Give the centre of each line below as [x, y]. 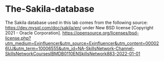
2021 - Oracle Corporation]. [33, 33]
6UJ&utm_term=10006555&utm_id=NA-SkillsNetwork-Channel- [70, 48]
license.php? [18, 38]
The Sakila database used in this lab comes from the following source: [77, 22]
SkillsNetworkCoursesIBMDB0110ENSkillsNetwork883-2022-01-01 [73, 53]
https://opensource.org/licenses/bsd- [101, 33]
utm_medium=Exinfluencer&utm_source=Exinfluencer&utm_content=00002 [82, 43]
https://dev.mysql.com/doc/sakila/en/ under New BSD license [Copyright [79, 27]
